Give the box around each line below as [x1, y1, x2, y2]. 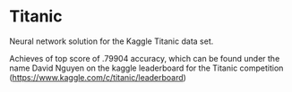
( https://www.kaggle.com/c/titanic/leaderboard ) [9, 71, 186, 82]
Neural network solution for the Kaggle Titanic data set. [9, 36, 214, 46]
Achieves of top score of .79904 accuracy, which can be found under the [9, 53, 280, 63]
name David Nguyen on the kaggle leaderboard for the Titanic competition [9, 63, 284, 73]
